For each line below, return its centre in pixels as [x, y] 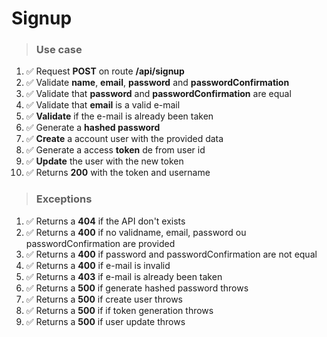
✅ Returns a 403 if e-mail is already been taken [124, 276]
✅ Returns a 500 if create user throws [104, 299]
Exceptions [64, 199]
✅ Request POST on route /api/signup [105, 71]
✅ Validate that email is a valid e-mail [103, 105]
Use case [59, 50]
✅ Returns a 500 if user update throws [105, 321]
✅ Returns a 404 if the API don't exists [105, 221]
